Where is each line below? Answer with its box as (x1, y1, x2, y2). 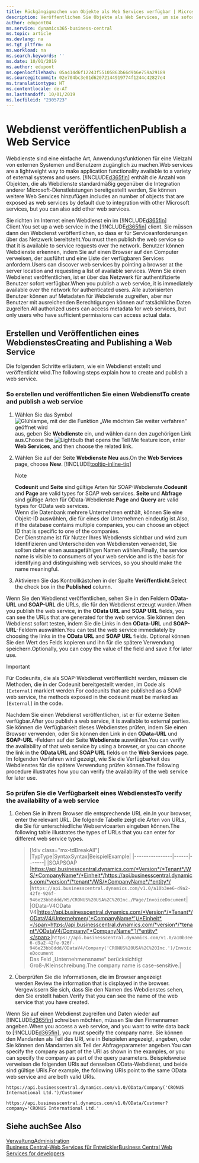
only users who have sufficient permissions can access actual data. (6, 311, 172, 318)
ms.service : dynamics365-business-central (6, 25, 113, 31)
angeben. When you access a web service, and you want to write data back (6, 1022, 190, 1029)
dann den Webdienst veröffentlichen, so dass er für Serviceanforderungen (6, 229, 188, 236)
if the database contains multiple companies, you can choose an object (14, 521, 190, 528)
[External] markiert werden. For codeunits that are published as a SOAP (6, 687, 182, 694)
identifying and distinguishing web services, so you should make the (14, 559, 182, 566)
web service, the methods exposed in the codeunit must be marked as (6, 693, 178, 700)
